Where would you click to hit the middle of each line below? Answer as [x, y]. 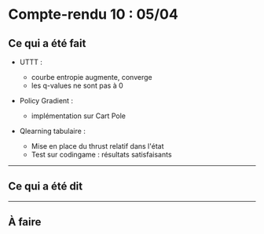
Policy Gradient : [46, 101]
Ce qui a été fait [47, 43]
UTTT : [31, 62]
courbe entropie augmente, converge [92, 77]
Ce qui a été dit [46, 187]
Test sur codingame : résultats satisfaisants [101, 155]
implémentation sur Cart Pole [78, 116]
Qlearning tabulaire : [53, 131]
